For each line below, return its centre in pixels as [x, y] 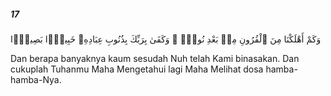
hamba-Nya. [36, 79]
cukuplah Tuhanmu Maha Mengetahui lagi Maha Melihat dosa [137, 69]
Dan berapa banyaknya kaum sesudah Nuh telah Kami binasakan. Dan [155, 58]
